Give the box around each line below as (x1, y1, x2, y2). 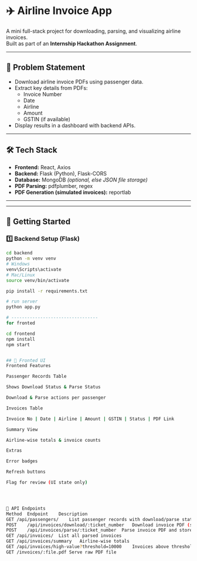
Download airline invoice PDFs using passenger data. (14, 78, 144, 85)
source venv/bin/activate (6, 277, 69, 283)
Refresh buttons (6, 469, 46, 475)
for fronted (6, 320, 35, 326)
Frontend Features (6, 363, 51, 369)
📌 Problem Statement (6, 62, 86, 73)
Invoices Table (6, 405, 43, 411)
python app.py (6, 304, 41, 310)
